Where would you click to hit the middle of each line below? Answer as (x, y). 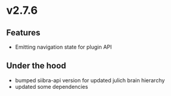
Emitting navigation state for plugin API (63, 47)
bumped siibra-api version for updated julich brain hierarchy (90, 80)
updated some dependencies (52, 86)
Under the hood (36, 66)
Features (23, 33)
